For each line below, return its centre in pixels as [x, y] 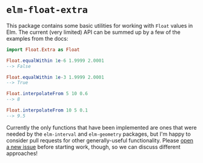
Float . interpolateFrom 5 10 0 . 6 [47, 94]
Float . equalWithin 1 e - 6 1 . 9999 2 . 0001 [55, 61]
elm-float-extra [47, 10]
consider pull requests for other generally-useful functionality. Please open [100, 140]
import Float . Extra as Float [43, 50]
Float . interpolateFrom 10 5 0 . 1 [47, 110]
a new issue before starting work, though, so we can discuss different [93, 147]
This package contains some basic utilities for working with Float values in [100, 25]
